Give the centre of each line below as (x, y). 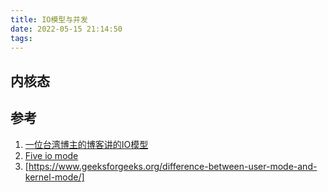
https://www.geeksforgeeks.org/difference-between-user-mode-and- (173, 166)
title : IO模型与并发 (49, 19)
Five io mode (51, 155)
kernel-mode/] (54, 177)
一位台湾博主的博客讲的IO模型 (86, 144)
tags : (21, 38)
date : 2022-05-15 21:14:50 (66, 29)
